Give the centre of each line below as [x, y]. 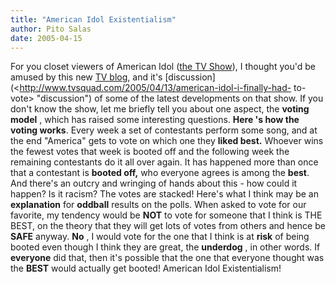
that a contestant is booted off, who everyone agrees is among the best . [160, 173]
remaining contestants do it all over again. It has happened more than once [164, 162]
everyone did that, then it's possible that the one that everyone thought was [167, 258]
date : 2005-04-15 [46, 38]
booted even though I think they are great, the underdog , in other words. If [165, 247]
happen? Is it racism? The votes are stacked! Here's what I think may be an [164, 194]
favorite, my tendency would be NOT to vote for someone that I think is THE [166, 215]
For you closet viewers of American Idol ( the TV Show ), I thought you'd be [163, 67]
